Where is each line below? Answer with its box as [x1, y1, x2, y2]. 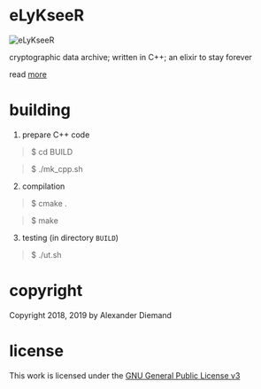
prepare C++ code [21, 129, 90, 140]
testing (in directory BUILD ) [21, 232, 119, 243]
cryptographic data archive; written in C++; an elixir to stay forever [9, 51, 252, 62]
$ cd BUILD [30, 146, 73, 157]
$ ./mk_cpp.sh [30, 163, 83, 174]
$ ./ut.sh [30, 249, 62, 260]
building [9, 100, 71, 121]
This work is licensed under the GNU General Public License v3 [9, 370, 241, 381]
